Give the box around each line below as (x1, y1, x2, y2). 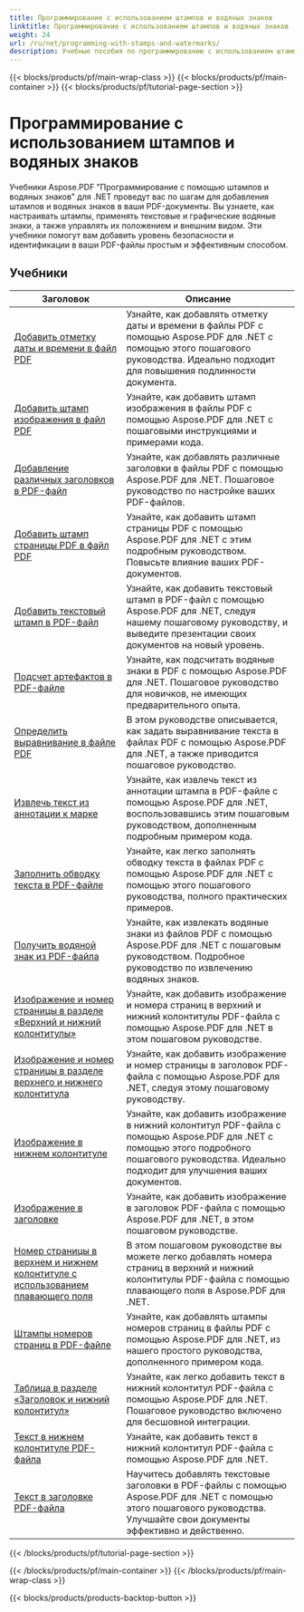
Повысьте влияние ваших (126, 555, 240, 568)
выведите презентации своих (126, 627, 257, 640)
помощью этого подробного (126, 1141, 252, 1153)
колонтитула (14, 1086, 70, 1099)
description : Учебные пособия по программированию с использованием (9, 47, 273, 56)
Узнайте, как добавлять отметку (126, 307, 269, 320)
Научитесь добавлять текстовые (126, 1467, 271, 1480)
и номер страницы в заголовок (126, 1058, 264, 1071)
